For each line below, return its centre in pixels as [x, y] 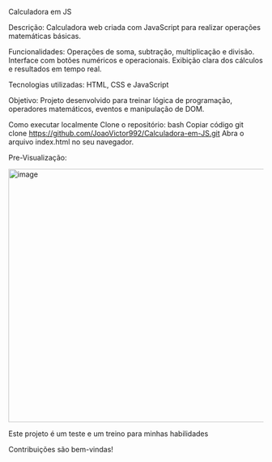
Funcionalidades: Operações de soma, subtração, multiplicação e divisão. [132, 51]
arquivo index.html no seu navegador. [71, 142]
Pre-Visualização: [38, 158]
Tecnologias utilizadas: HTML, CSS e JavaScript [89, 85]
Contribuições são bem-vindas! [61, 449]
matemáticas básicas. [45, 36]
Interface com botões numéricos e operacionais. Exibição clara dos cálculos [136, 60]
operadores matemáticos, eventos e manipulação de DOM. [106, 109]
